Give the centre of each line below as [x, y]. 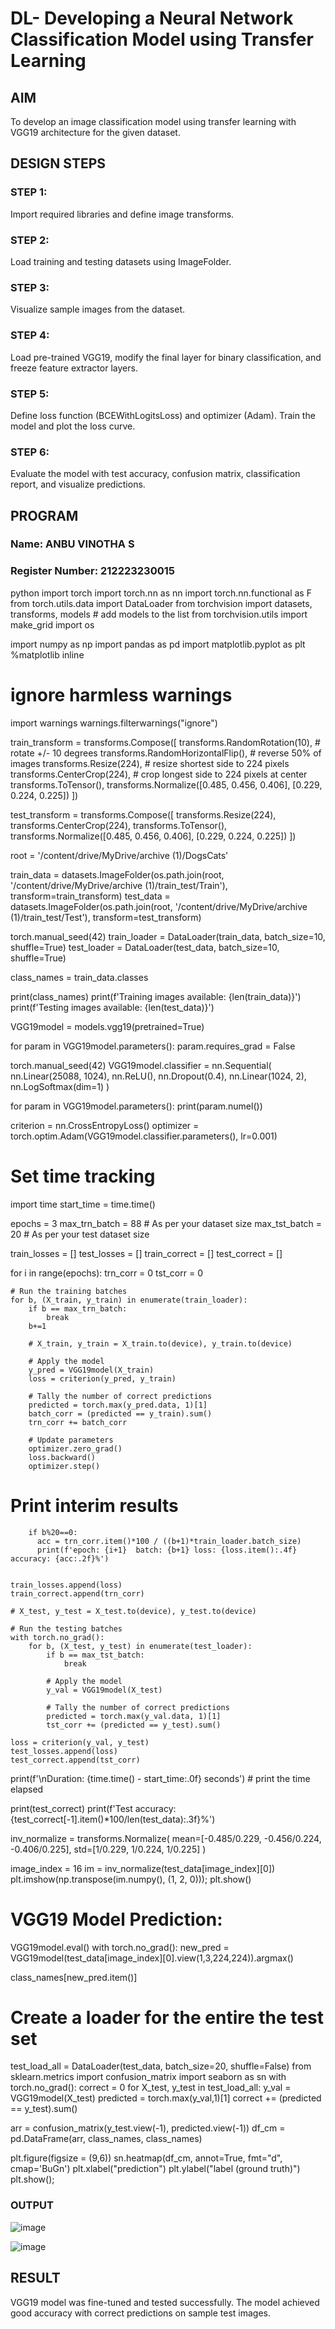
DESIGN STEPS [58, 163]
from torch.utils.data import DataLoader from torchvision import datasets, [161, 603]
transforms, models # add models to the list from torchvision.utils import [159, 614]
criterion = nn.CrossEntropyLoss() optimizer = [105, 1125]
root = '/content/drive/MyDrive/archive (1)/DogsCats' [119, 855]
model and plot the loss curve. [73, 426]
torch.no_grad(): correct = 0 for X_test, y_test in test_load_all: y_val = [151, 2088]
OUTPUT [32, 2205]
